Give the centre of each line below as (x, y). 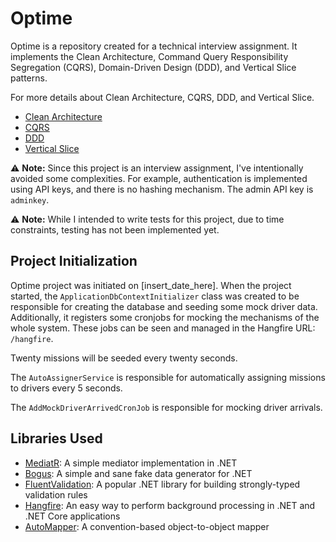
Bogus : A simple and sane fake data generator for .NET (138, 473)
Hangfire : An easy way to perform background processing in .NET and (170, 505)
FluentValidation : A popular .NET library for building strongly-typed (162, 484)
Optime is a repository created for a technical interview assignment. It (154, 46)
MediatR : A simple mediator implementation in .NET (131, 463)
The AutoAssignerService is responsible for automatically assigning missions (168, 377)
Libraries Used (56, 438)
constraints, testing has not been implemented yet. (115, 229)
